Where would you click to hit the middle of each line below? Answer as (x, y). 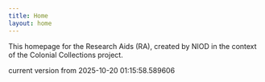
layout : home (30, 23)
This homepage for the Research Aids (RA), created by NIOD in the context (132, 46)
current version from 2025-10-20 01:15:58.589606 (92, 70)
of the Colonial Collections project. (66, 55)
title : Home (28, 16)
